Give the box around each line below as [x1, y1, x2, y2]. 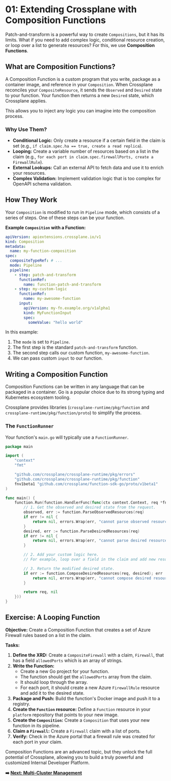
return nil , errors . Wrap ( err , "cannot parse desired [32, 538, 147, 543]
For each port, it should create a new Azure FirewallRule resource [20, 684, 160, 691]
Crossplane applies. [5, 98, 47, 104]
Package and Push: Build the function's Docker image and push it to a [12, 695, 160, 701]
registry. [12, 701, 31, 707]
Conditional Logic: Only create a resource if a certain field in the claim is [12, 137, 165, 144]
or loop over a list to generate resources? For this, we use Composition [5, 42, 155, 48]
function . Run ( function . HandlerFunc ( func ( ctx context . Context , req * [14, 500, 163, 505]
